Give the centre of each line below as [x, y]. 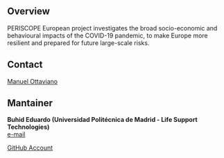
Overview [29, 11]
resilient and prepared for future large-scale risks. [78, 43]
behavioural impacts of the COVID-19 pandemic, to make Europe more [107, 35]
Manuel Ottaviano [32, 81]
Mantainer [30, 103]
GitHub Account [30, 148]
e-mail [16, 134]
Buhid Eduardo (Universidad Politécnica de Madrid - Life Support [102, 120]
